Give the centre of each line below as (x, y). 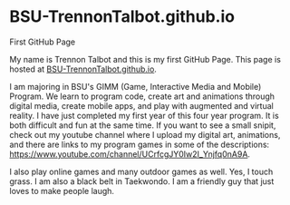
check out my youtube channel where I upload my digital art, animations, (145, 134)
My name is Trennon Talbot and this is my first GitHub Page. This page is (145, 59)
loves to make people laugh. (62, 190)
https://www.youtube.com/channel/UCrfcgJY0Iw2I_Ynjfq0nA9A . (130, 154)
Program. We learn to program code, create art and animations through (142, 96)
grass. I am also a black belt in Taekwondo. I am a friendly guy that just (142, 181)
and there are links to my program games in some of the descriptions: (140, 144)
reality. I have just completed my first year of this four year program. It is (144, 115)
